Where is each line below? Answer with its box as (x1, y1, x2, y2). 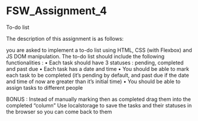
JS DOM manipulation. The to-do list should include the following (6, 53, 165, 60)
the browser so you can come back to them (6, 108, 112, 115)
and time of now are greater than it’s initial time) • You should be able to (6, 78, 181, 85)
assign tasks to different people (6, 84, 83, 91)
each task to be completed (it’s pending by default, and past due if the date (6, 71, 189, 79)
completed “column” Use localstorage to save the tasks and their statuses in (6, 102, 192, 109)
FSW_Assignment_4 (6, 4, 108, 18)
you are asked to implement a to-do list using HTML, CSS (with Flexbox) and (6, 46, 192, 54)
